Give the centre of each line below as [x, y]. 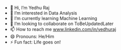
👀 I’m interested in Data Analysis [43, 13]
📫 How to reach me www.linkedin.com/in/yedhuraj [63, 29]
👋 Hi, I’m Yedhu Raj [29, 8]
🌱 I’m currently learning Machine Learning [53, 18]
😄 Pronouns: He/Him [32, 36]
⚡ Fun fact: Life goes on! [35, 42]
